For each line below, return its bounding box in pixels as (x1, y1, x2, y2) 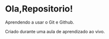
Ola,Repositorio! (5, 3, 73, 14)
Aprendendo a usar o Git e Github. (5, 19, 75, 25)
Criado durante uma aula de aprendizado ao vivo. (5, 28, 105, 34)
